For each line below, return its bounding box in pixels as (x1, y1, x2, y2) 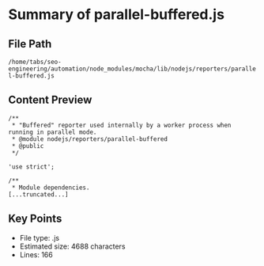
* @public (11, 142, 44, 150)
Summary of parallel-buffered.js (8, 6, 225, 24)
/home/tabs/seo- (8, 58, 62, 66)
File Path (8, 37, 52, 51)
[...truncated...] (8, 190, 69, 199)
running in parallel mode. (8, 128, 97, 136)
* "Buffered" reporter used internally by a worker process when (11, 121, 232, 129)
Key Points (8, 212, 62, 226)
